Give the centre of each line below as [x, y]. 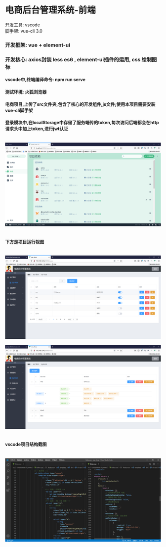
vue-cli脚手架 [19, 110]
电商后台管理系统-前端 [51, 10]
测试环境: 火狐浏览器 [26, 91]
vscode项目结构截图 [26, 444]
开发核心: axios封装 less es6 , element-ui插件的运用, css [73, 59]
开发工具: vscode [23, 25]
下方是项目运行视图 [25, 242]
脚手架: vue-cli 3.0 [24, 31]
